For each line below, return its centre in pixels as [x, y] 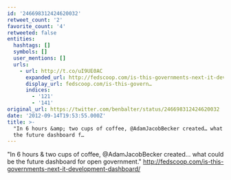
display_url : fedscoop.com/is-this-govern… [89, 84]
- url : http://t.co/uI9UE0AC [61, 71]
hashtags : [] [32, 45]
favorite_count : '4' [37, 26]
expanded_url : [46, 77]
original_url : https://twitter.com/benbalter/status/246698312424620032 [113, 109]
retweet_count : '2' [35, 20]
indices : [38, 90]
